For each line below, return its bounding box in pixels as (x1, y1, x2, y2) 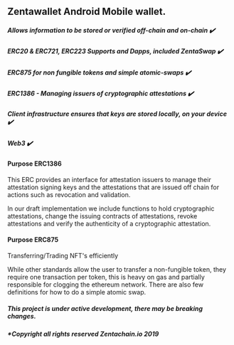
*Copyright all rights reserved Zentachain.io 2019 (7, 330, 159, 339)
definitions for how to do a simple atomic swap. (7, 288, 147, 297)
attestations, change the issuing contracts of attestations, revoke (7, 211, 198, 220)
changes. (7, 312, 37, 320)
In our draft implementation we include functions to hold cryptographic (7, 204, 215, 213)
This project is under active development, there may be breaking (7, 304, 203, 312)
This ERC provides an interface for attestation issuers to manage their (7, 175, 211, 184)
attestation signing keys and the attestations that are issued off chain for (7, 183, 219, 191)
